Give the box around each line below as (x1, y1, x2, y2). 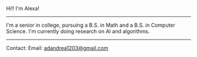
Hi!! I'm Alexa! (6, 5, 40, 12)
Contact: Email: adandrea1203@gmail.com (6, 45, 108, 51)
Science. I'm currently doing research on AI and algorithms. (6, 28, 150, 34)
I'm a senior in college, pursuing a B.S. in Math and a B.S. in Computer (6, 22, 176, 28)
